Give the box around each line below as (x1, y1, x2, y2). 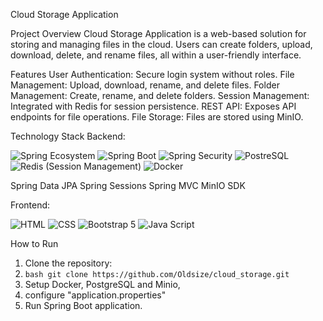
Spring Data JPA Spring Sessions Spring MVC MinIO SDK (10, 180, 246, 191)
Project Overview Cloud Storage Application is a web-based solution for (10, 28, 307, 39)
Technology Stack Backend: (10, 130, 126, 142)
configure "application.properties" (24, 289, 167, 301)
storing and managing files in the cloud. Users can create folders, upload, (10, 39, 313, 50)
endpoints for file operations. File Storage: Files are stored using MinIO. (10, 111, 304, 123)
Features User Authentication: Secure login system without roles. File (10, 69, 295, 80)
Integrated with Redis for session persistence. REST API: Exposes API (10, 100, 297, 112)
